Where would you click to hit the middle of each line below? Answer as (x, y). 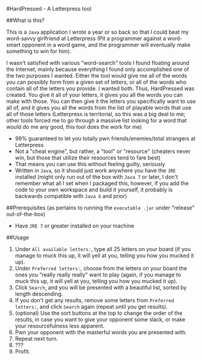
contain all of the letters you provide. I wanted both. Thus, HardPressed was (100, 88)
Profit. (23, 351)
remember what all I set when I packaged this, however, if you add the (102, 183)
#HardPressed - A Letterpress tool (49, 9)
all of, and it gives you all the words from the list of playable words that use (99, 107)
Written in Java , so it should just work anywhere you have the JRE (95, 170)
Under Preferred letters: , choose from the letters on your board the (101, 268)
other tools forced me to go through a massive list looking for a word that (97, 120)
